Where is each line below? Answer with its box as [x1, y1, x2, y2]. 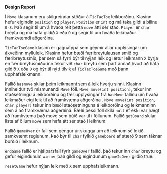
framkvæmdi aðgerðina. [5, 35, 54, 41]
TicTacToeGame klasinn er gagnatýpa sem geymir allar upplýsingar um [5, 45, 147, 50]
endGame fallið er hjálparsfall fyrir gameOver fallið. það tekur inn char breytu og [5, 148, 161, 154]
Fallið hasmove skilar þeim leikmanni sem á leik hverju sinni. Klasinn [5, 81, 141, 87]
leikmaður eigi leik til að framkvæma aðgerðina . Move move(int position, [5, 97, 156, 103]
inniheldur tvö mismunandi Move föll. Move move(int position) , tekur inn [5, 86, 152, 92]
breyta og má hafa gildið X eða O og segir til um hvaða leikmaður [5, 30, 136, 35]
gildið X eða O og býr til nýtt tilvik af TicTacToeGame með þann [5, 66, 129, 72]
